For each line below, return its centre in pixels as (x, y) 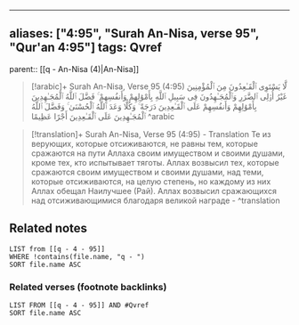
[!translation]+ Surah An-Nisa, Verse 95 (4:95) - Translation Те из (151, 134)
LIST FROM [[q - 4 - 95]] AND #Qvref (79, 305)
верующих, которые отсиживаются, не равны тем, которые (144, 143)
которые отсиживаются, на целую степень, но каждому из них (151, 181)
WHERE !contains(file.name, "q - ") (77, 256)
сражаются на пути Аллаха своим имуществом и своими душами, (158, 153)
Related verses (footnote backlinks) (88, 287)
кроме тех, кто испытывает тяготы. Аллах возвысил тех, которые (155, 162)
